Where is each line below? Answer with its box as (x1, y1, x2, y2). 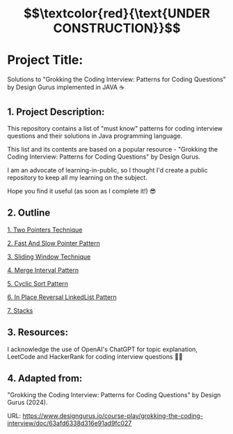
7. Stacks (7, 306, 33, 314)
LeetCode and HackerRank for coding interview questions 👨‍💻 (7, 352, 183, 360)
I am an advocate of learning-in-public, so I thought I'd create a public (7, 166, 208, 174)
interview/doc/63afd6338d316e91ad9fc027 (7, 419, 132, 428)
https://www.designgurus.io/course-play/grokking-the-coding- (22, 412, 204, 420)
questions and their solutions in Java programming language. (7, 131, 183, 140)
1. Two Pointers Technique (7, 225, 83, 234)
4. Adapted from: (7, 372, 83, 384)
